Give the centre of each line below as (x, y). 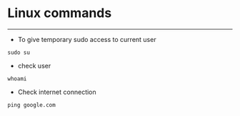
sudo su (19, 52)
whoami (17, 79)
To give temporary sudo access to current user (87, 39)
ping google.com (31, 105)
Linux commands (60, 13)
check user (34, 65)
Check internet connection (57, 92)
